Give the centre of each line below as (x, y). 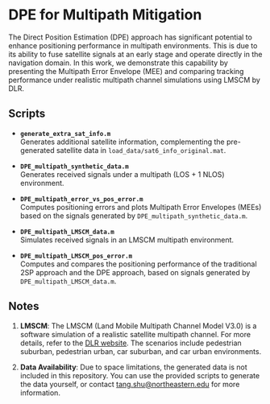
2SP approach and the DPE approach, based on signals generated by (135, 272)
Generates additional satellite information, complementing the (123, 142)
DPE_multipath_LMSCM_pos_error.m (76, 256)
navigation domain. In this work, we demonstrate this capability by (118, 63)
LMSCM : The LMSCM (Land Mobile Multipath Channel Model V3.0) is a (138, 326)
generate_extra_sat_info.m (65, 134)
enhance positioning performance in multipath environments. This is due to (133, 45)
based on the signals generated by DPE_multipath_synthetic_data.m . (134, 216)
